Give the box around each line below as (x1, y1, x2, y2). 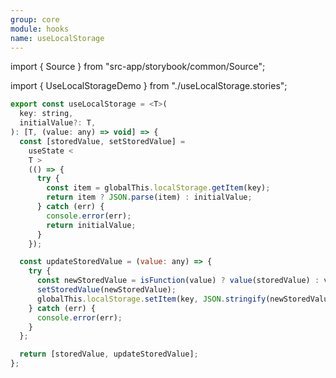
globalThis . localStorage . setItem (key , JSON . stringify (36, 294, 267, 304)
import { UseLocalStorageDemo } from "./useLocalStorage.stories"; (10, 80, 288, 92)
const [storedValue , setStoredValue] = (19, 136, 186, 146)
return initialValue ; (46, 220, 137, 230)
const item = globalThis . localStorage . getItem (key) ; (46, 183, 271, 193)
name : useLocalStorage (10, 33, 105, 43)
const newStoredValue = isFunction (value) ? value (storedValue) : (36, 276, 320, 286)
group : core (10, 14, 60, 25)
